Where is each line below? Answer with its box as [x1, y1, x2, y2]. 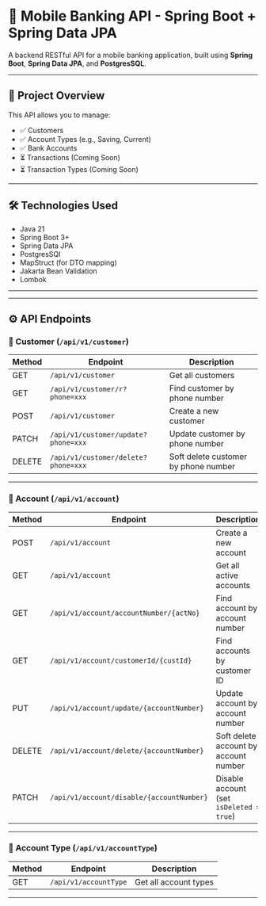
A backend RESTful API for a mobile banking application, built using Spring [8, 50, 253, 59]
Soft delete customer [169, 451, 248, 462]
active [215, 570, 239, 581]
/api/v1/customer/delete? [50, 453, 148, 462]
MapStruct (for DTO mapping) [19, 258, 117, 267]
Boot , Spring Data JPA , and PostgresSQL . [8, 59, 146, 68]
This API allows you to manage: [8, 110, 111, 120]
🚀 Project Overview [8, 89, 105, 102]
